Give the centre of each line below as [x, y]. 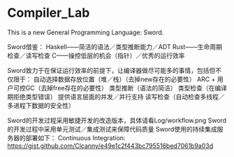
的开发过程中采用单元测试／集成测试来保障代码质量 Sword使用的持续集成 [112, 129]
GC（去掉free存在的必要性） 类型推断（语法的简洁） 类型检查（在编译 [126, 88]
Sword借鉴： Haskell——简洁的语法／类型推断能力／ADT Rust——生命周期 [115, 46]
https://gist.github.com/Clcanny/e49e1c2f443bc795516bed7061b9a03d [110, 146]
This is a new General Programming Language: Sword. [86, 32]
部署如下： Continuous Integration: [75, 137]
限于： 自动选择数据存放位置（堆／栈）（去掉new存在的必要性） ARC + [114, 79]
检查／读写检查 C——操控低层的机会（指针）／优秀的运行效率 [96, 55]
